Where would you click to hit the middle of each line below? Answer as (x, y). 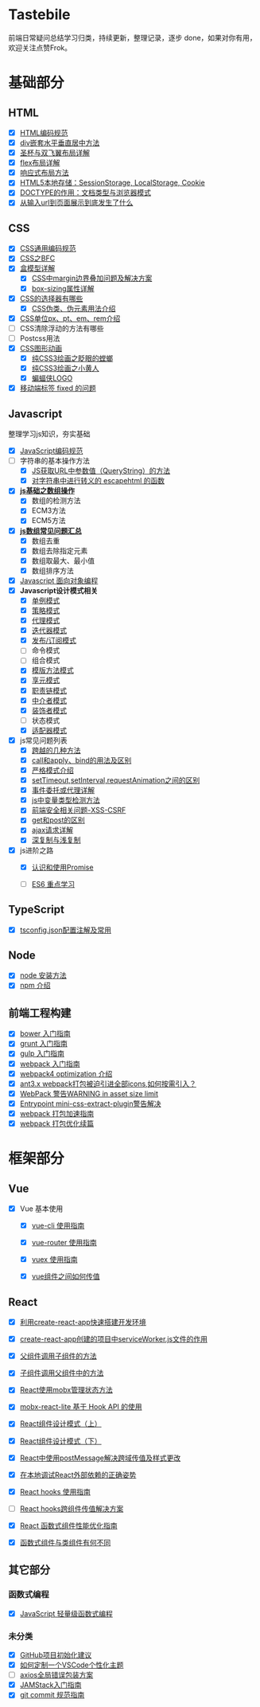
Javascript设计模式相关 (58, 590)
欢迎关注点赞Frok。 (40, 47)
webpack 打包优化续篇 (56, 1123)
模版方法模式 (52, 670)
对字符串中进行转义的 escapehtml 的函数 (98, 481)
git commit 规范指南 (52, 1695)
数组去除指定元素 (60, 550)
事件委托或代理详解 (63, 791)
